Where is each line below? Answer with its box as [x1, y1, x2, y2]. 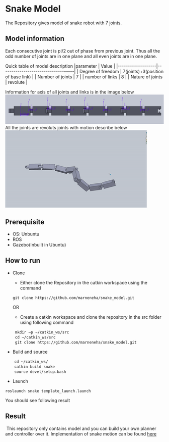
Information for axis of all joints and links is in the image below [5, 89, 134, 95]
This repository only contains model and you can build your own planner [6, 425, 157, 431]
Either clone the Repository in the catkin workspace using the [20, 279, 147, 285]
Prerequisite [5, 218, 45, 226]
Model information [5, 34, 64, 43]
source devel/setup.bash [14, 369, 66, 374]
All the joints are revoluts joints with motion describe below [5, 125, 127, 131]
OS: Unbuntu [12, 231, 40, 237]
